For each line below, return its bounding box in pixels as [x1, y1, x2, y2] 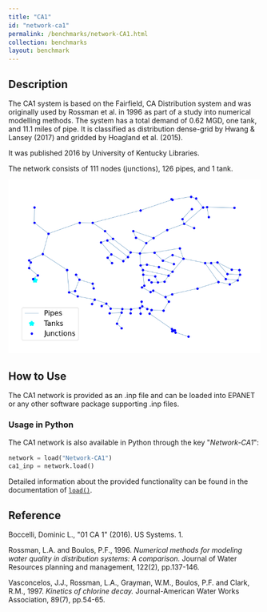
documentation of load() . [8, 485, 93, 495]
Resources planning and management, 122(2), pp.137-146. [8, 562, 200, 572]
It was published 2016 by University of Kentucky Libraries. [8, 148, 200, 158]
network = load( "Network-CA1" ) [8, 453, 113, 462]
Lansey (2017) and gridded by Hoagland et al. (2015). [8, 132, 184, 142]
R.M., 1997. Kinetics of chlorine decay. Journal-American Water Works [8, 586, 240, 596]
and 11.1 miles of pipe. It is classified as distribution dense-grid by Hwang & [8, 124, 255, 134]
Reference [8, 509, 62, 522]
